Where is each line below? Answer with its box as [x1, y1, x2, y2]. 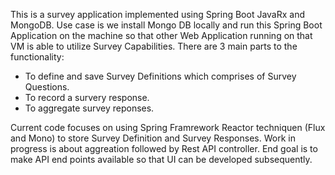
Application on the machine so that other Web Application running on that [10, 30, 313, 41]
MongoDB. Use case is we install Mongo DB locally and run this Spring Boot [10, 19, 323, 31]
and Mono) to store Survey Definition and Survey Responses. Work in [10, 132, 296, 144]
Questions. [24, 81, 70, 93]
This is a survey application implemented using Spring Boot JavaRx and [10, 9, 306, 20]
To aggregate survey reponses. [24, 102, 155, 114]
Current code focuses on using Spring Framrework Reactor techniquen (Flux [10, 122, 326, 133]
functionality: [10, 51, 65, 63]
